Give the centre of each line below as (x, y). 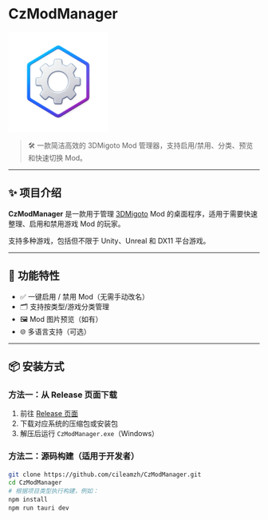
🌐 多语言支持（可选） (55, 331)
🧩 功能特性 (34, 276)
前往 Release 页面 (49, 414)
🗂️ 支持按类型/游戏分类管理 (65, 306)
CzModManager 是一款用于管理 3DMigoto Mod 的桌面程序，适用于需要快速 (133, 213)
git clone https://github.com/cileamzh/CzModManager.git (105, 474)
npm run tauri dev (39, 508)
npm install (28, 500)
